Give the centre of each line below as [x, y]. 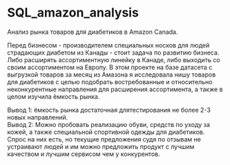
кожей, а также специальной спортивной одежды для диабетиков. [106, 132]
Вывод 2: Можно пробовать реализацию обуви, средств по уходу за [109, 124]
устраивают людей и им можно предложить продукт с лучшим [101, 146]
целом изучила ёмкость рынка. [54, 96]
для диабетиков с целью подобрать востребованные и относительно [110, 81]
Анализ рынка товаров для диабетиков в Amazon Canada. [93, 32]
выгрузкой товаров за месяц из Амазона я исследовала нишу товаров [112, 75]
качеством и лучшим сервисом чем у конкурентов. [84, 154]
